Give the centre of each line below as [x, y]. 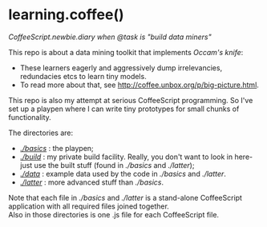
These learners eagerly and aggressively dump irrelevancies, [121, 68]
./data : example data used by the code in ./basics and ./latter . [123, 173]
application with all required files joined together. [89, 206]
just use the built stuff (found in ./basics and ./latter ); [107, 165]
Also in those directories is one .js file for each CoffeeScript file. [113, 214]
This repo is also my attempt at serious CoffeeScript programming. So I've [131, 100]
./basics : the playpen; [57, 148]
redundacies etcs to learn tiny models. [83, 76]
